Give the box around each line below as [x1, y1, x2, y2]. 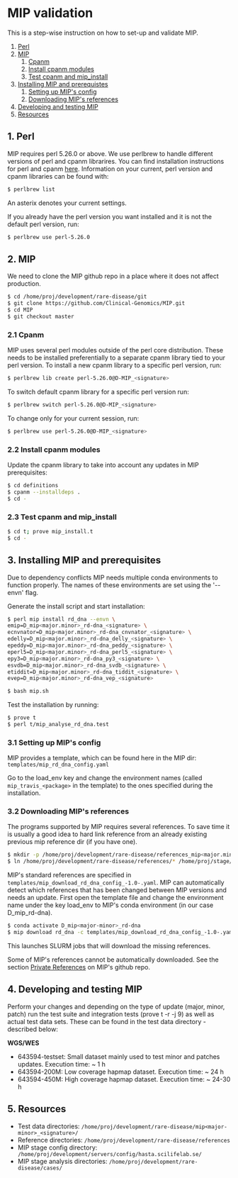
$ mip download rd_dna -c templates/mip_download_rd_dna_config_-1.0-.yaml [7, 929, 236, 936]
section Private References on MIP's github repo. [7, 962, 151, 971]
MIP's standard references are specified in [7, 871, 132, 879]
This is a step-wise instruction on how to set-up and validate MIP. [7, 28, 198, 37]
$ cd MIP [7, 306, 33, 313]
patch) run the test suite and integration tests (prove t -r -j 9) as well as [7, 1009, 215, 1018]
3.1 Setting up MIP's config [7, 738, 101, 748]
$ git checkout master [7, 313, 74, 320]
